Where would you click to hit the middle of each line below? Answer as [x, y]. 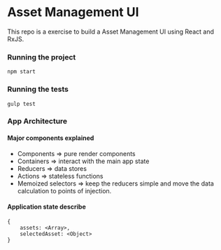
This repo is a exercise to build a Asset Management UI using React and [111, 32]
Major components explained [51, 138]
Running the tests [38, 90]
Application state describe [47, 207]
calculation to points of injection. [64, 190]
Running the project [42, 57]
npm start [22, 72]
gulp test [22, 104]
